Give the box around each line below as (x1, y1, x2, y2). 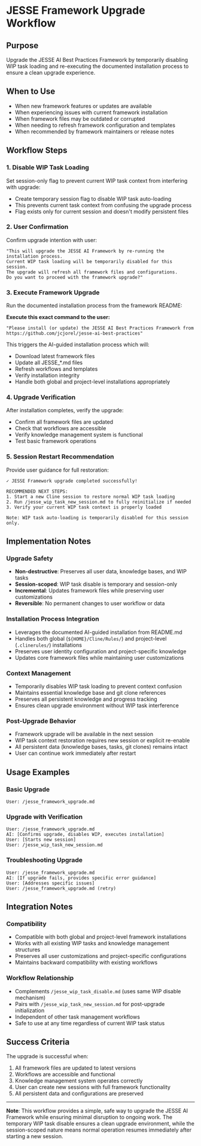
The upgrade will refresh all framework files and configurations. (6, 269, 178, 275)
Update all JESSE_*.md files (14, 359, 83, 367)
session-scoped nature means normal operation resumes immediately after (6, 1126, 192, 1133)
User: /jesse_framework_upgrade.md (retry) (6, 885, 117, 891)
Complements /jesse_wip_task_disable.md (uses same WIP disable (14, 987, 181, 995)
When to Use (6, 87, 56, 97)
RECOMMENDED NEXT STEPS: (6, 488, 68, 495)
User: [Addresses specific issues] (6, 880, 95, 886)
